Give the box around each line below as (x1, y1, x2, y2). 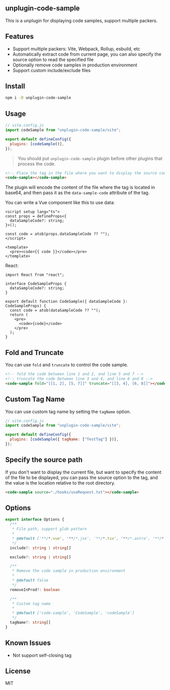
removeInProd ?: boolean (10, 587, 60, 592)
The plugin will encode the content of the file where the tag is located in (5, 185, 155, 191)
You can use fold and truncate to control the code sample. (5, 362, 128, 368)
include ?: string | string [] (10, 545, 71, 551)
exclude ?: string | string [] (10, 555, 71, 560)
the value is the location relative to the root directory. (5, 480, 115, 486)
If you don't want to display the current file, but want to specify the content (5, 469, 162, 475)
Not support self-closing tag (12, 652, 72, 658)
